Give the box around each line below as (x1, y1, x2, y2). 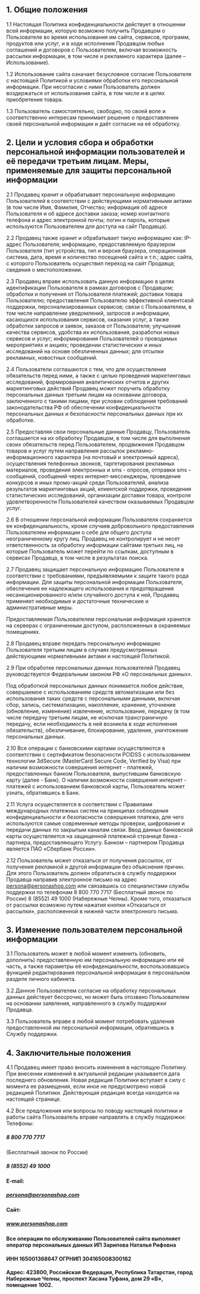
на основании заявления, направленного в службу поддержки (6, 1000, 167, 1007)
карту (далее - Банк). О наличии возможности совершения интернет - (6, 776, 187, 783)
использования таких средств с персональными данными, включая (6, 694, 180, 702)
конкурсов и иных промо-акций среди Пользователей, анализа (6, 479, 169, 486)
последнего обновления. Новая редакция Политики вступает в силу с (6, 1077, 186, 1084)
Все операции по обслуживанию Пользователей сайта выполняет (6, 1235, 181, 1243)
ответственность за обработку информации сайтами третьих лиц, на (6, 541, 183, 548)
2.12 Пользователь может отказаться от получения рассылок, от (6, 856, 172, 864)
